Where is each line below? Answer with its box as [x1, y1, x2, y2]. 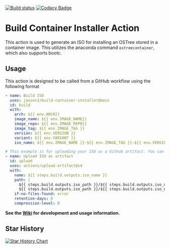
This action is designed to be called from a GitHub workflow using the [5, 78, 151, 84]
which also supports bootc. [5, 49, 62, 56]
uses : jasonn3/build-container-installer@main [10, 97, 110, 103]
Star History [5, 225, 45, 233]
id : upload [10, 159, 33, 164]
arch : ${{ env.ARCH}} [14, 112, 60, 117]
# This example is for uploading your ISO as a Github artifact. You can [5, 149, 164, 154]
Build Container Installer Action [5, 23, 140, 34]
